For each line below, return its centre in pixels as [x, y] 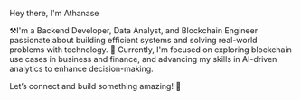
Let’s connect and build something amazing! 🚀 [95, 86]
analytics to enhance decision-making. [81, 68]
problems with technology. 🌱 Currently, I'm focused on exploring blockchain [150, 50]
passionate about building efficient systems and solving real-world [133, 40]
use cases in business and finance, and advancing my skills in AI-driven [143, 59]
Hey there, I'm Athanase [54, 13]
